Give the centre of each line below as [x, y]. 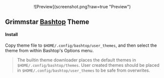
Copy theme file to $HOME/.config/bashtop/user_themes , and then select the [81, 45]
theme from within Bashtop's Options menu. [49, 50]
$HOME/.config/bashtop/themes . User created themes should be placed [88, 65]
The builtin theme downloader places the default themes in [76, 60]
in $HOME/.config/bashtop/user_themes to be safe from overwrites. [83, 70]
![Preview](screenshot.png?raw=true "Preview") [82, 7]
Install [12, 34]
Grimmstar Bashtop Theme [47, 22]
